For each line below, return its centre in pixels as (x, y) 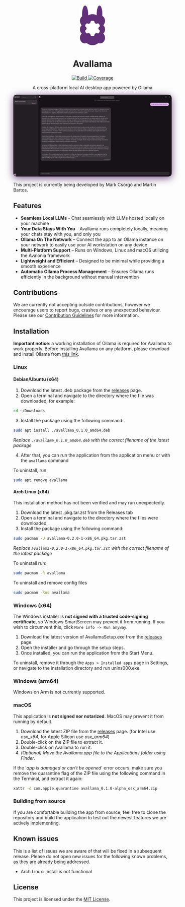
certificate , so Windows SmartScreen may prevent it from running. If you (89, 622)
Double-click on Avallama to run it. (56, 747)
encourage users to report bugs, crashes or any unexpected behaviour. (87, 310)
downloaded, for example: (48, 401)
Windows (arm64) (36, 681)
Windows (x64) (33, 605)
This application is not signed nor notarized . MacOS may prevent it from (88, 716)
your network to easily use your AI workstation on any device (84, 244)
